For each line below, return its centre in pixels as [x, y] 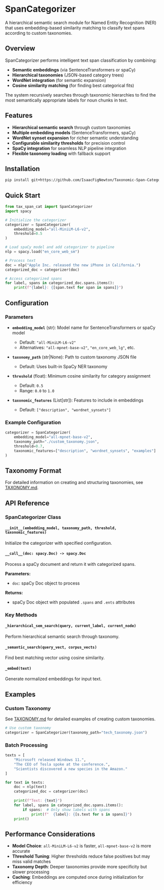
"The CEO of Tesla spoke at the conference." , [62, 764]
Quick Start [23, 195]
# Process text [20, 260]
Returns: [14, 592]
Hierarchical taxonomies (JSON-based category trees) [68, 75]
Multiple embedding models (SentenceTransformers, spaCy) [74, 132]
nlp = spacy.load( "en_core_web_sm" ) [42, 252]
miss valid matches [31, 862]
